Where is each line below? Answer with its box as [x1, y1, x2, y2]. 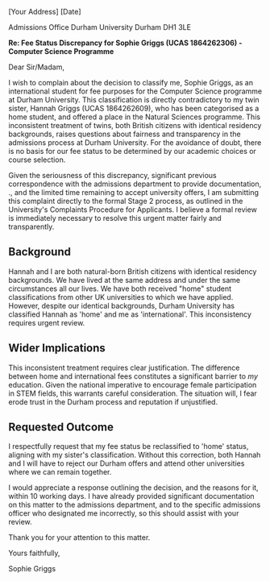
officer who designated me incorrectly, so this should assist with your [8, 508, 239, 518]
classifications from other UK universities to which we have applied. [8, 292, 234, 301]
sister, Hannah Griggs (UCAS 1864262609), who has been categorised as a [8, 104, 260, 113]
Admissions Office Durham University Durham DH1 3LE [8, 23, 192, 31]
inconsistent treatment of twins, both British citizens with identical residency [8, 121, 262, 130]
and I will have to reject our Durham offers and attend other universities [8, 459, 245, 468]
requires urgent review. [8, 317, 85, 327]
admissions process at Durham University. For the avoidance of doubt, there [8, 138, 262, 147]
